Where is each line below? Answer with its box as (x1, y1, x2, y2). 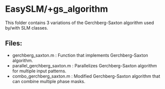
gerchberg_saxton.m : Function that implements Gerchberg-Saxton (12, 52, 149, 58)
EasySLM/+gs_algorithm (5, 3, 108, 15)
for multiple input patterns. (12, 68, 66, 74)
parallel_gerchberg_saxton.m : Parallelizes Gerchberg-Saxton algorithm (12, 62, 157, 68)
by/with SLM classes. (5, 25, 48, 30)
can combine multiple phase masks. (12, 78, 85, 84)
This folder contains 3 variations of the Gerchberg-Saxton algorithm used (5, 20, 154, 26)
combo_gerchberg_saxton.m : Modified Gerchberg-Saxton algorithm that (12, 73, 161, 79)
